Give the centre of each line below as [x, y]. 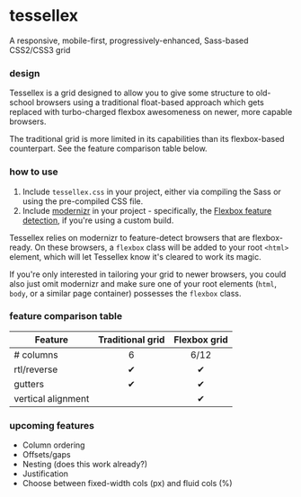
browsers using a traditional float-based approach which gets [150, 102]
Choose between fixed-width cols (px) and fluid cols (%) [127, 484]
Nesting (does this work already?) [85, 465]
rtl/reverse [36, 369]
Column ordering [53, 445]
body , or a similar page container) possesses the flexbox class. [125, 293]
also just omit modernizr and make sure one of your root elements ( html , [143, 283]
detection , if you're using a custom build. [98, 220]
